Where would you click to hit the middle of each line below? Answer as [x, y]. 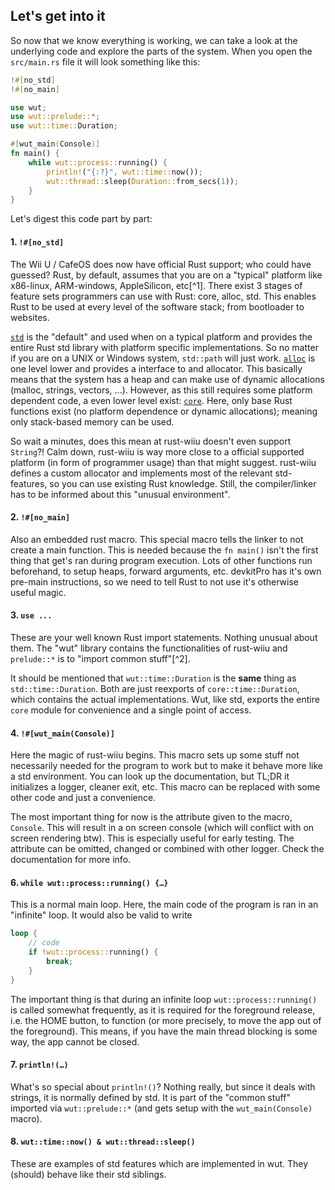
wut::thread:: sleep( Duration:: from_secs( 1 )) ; [143, 181]
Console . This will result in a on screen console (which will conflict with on [162, 828]
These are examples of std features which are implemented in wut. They [159, 1163]
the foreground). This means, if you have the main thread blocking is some [164, 1031]
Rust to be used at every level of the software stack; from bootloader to [157, 306]
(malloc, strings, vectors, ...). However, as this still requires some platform [161, 390]
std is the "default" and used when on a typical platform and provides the [161, 336]
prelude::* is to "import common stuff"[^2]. [100, 658]
